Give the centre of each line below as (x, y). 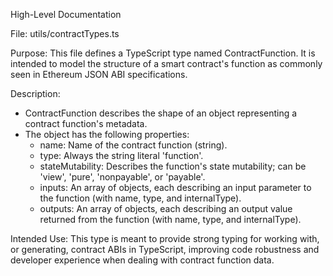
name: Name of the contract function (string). (133, 145)
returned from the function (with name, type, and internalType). (170, 219)
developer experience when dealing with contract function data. (142, 260)
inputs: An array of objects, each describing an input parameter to (175, 187)
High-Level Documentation (66, 14)
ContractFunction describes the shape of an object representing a (161, 113)
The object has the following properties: (107, 134)
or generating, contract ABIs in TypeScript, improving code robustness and (165, 249)
